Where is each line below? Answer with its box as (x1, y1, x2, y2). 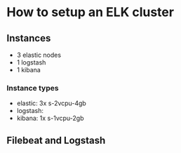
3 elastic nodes (16, 51, 61, 59)
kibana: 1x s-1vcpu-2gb (16, 114, 84, 123)
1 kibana (16, 66, 41, 74)
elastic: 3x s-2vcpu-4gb (16, 99, 87, 107)
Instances (6, 32, 51, 44)
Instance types (6, 83, 59, 93)
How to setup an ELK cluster (6, 4, 175, 20)
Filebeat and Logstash (6, 134, 106, 146)
